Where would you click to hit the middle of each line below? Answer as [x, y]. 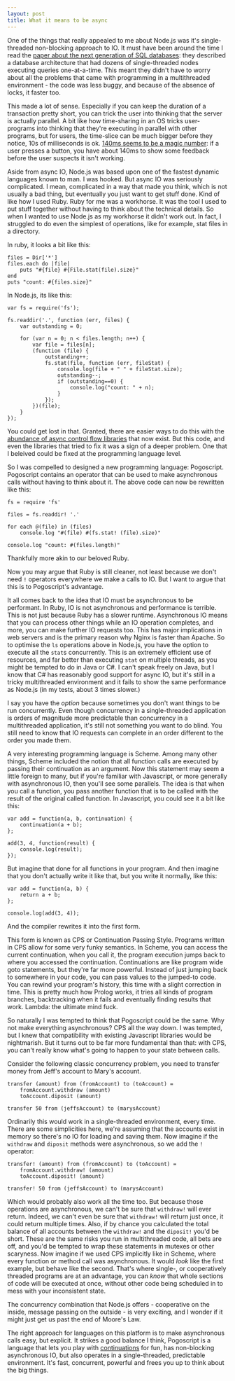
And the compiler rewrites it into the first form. [74, 926]
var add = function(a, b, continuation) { [70, 819]
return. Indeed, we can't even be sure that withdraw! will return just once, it [115, 1216]
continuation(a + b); [51, 825]
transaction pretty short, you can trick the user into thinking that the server [115, 113]
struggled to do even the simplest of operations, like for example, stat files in [117, 223]
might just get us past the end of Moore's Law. [74, 1319]
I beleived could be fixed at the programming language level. [94, 453]
